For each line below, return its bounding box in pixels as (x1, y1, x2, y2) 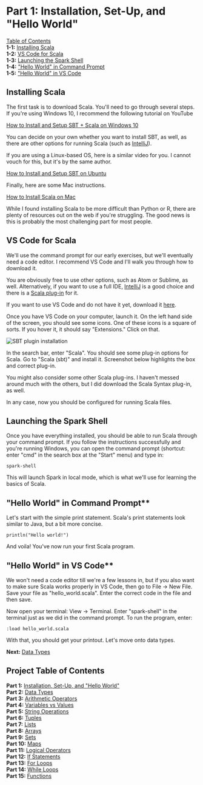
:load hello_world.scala (6, 626, 69, 632)
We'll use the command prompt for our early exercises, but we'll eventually (6, 251, 193, 259)
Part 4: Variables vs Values (6, 701, 74, 709)
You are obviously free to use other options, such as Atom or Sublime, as (6, 276, 188, 284)
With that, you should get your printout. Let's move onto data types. (6, 636, 176, 644)
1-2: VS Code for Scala (6, 50, 64, 57)
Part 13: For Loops (6, 759, 53, 766)
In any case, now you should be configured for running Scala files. (6, 398, 172, 406)
